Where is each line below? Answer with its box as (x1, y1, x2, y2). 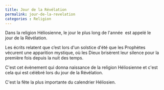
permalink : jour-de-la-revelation (5, 12, 76, 17)
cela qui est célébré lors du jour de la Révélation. (5, 70, 103, 76)
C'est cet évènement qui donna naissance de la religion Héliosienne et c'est (5, 64, 158, 70)
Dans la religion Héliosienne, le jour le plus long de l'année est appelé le (5, 30, 151, 36)
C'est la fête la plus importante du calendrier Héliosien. (5, 79, 116, 85)
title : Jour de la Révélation (5, 7, 67, 12)
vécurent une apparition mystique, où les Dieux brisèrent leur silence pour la (5, 50, 159, 56)
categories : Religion (5, 16, 51, 21)
